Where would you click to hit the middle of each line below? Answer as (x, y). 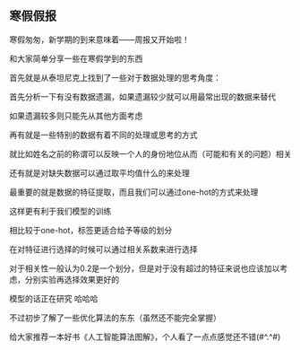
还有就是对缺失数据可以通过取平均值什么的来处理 (99, 172)
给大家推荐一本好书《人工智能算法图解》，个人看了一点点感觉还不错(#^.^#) (145, 337)
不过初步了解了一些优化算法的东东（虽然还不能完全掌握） (115, 318)
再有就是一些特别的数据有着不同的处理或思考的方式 (103, 135)
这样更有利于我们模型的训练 (60, 211)
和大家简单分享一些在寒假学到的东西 (76, 58)
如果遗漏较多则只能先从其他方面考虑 (76, 116)
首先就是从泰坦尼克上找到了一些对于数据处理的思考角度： (115, 77)
